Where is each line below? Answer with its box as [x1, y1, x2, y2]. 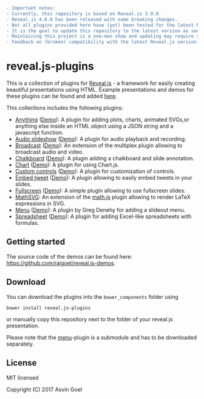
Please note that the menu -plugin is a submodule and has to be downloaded [6, 333, 197, 341]
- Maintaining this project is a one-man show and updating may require [6, 33, 194, 39]
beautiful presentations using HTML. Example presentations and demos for [6, 86, 194, 94]
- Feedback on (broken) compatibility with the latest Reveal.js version [6, 39, 197, 45]
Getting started [6, 237, 66, 247]
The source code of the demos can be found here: [6, 253, 132, 260]
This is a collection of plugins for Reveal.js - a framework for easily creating [6, 80, 195, 87]
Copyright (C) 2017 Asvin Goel [6, 386, 83, 393]
